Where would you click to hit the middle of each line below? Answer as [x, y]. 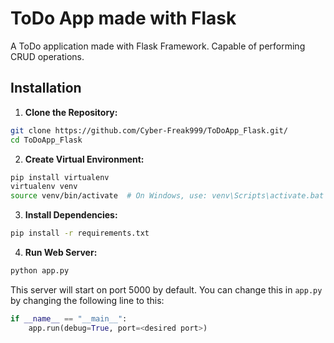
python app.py [40, 271]
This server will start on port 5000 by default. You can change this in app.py [166, 289]
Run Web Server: [61, 252]
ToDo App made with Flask [123, 18]
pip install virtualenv [60, 177]
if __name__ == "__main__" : [69, 318]
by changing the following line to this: [87, 300]
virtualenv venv [44, 187]
